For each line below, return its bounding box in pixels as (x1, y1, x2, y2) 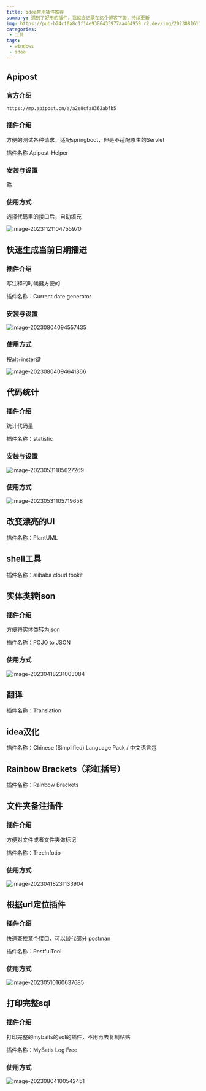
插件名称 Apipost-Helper (6, 149, 69, 157)
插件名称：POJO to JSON (6, 639, 71, 646)
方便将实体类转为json (6, 626, 60, 633)
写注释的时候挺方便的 (6, 280, 60, 287)
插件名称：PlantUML (6, 534, 58, 541)
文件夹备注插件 (6, 801, 63, 811)
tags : (6, 37, 20, 44)
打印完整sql (6, 998, 51, 1009)
